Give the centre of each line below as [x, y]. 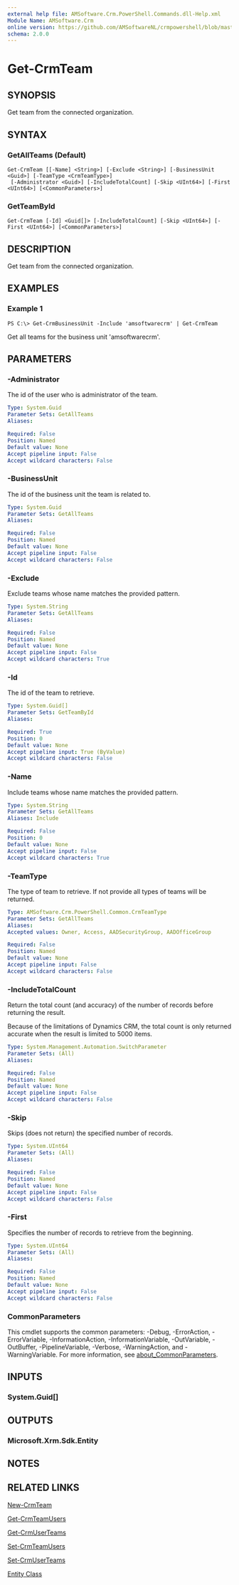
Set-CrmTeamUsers [36, 1546]
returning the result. [37, 1013]
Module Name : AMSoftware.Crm [51, 21]
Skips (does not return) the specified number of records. [90, 1133]
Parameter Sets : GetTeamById [51, 712]
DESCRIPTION [39, 249]
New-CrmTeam [30, 1505]
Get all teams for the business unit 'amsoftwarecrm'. [84, 337]
